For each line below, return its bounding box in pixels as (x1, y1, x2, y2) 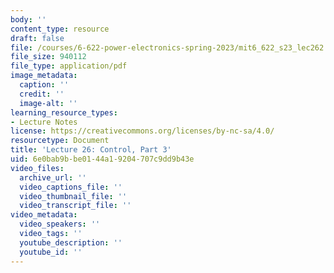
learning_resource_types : (10, 107, 118, 118)
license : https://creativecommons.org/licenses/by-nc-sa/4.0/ (10, 126, 275, 136)
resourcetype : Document (10, 136, 110, 146)
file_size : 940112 (10, 52, 87, 62)
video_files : (10, 163, 65, 173)
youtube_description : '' (19, 237, 123, 248)
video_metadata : (10, 210, 78, 220)
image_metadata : (10, 71, 78, 81)
